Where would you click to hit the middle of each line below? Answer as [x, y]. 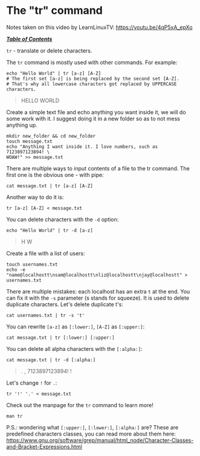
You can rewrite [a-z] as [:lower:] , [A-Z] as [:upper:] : [76, 326]
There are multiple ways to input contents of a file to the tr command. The [98, 168]
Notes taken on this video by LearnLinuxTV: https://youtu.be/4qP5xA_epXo [99, 27]
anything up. [22, 125]
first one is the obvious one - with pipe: [55, 175]
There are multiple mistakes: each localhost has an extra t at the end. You [98, 291]
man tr [15, 416]
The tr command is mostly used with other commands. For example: [92, 62]
